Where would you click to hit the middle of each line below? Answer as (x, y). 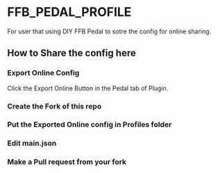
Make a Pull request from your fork (67, 162)
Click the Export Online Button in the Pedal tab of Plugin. (88, 88)
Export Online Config (43, 73)
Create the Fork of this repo (54, 106)
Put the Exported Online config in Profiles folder (90, 124)
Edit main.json (32, 143)
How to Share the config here (72, 53)
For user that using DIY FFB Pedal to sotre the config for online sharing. (109, 31)
